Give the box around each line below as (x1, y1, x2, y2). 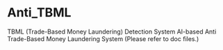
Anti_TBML (7, 5, 72, 21)
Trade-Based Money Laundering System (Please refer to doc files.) (7, 34, 199, 42)
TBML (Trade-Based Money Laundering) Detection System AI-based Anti (7, 27, 217, 36)
